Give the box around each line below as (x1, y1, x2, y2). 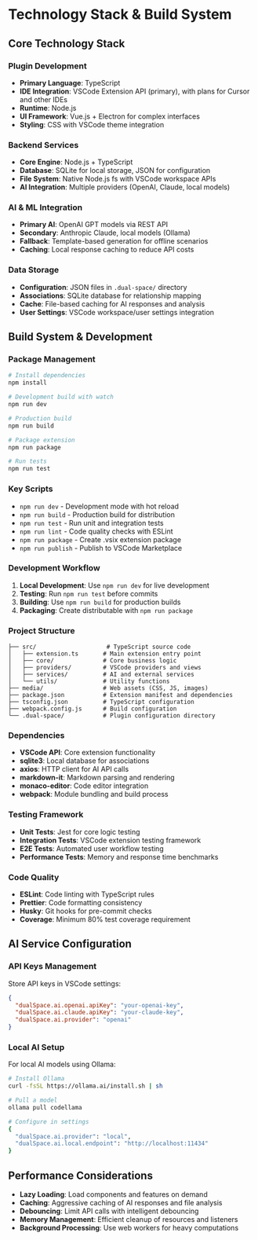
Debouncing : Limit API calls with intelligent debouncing (19, 1206, 199, 1216)
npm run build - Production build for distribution (19, 509, 175, 519)
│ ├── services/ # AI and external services (8, 670, 194, 679)
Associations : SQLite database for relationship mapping (19, 291, 202, 300)
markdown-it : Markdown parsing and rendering (19, 772, 175, 783)
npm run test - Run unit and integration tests (19, 518, 165, 527)
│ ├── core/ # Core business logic (8, 657, 177, 665)
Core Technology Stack (8, 37, 125, 50)
